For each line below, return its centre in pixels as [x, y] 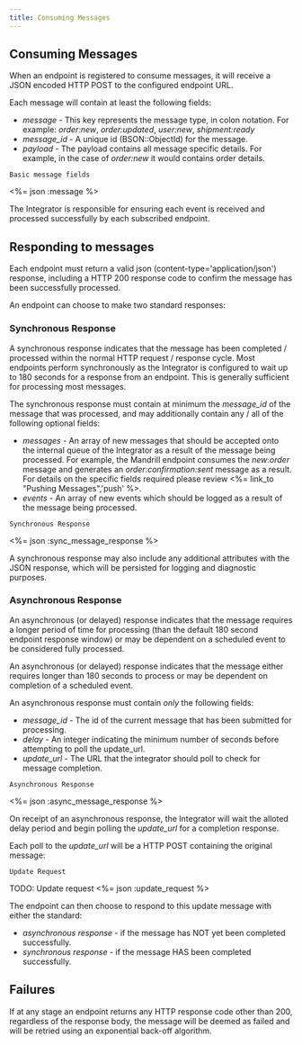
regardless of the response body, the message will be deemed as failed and [150, 1021]
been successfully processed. [65, 288]
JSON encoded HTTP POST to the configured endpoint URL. [121, 86]
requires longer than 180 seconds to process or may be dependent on [138, 675]
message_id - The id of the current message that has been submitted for [157, 720]
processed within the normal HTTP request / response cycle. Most [133, 357]
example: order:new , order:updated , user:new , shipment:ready [138, 130]
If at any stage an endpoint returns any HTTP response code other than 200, [151, 1011]
